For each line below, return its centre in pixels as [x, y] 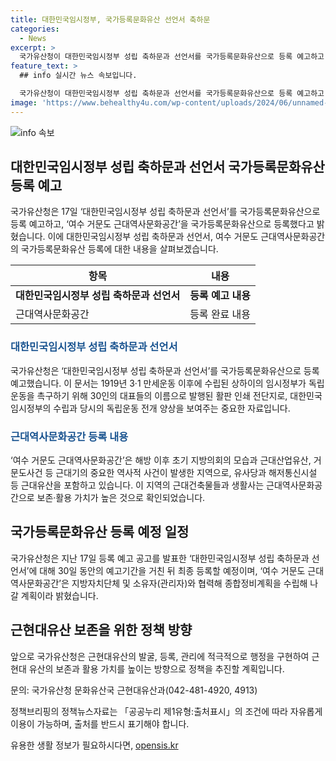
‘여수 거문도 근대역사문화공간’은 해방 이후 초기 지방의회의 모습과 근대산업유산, [161, 460]
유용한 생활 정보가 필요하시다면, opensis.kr [94, 745]
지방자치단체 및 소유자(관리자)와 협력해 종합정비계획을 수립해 [189, 583]
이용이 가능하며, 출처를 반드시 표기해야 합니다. [100, 723]
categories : [35, 29]
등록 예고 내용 [220, 296]
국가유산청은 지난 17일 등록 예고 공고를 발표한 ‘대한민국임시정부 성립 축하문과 [160, 558]
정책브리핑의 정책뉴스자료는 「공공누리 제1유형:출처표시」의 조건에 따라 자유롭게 [166, 711]
